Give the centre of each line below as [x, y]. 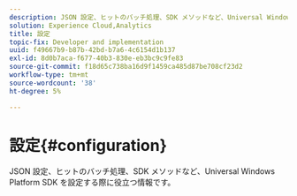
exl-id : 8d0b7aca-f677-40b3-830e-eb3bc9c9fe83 [96, 58]
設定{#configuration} [88, 145]
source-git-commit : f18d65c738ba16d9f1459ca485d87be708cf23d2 [126, 67]
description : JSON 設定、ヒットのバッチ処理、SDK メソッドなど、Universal [136, 17]
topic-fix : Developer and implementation [87, 42]
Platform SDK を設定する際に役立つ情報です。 [92, 183]
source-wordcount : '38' [53, 83]
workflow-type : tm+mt [49, 75]
